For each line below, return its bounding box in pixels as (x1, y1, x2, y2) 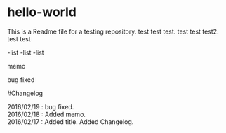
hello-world (7, 4, 77, 20)
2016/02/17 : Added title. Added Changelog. (7, 117, 134, 126)
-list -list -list (7, 48, 44, 57)
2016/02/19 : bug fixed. (7, 102, 74, 111)
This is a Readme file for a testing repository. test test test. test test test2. (7, 27, 219, 36)
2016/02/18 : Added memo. (7, 110, 86, 118)
